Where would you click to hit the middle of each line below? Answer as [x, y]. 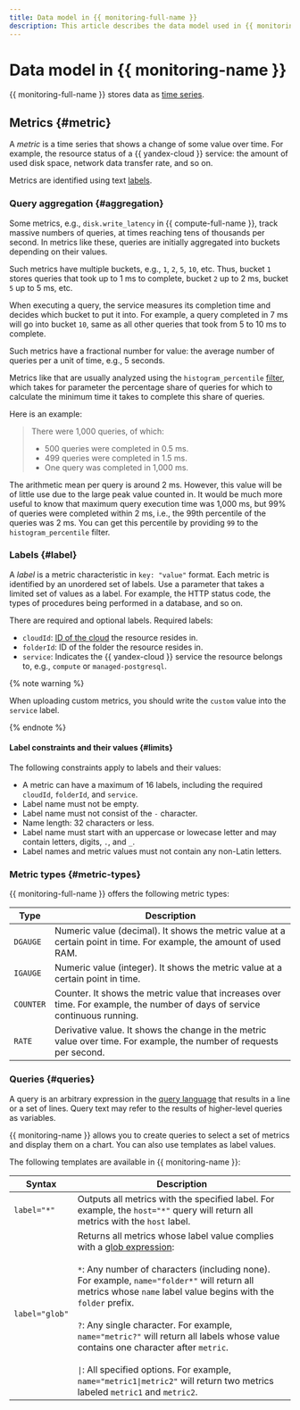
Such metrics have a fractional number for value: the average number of [142, 351]
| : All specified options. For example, [154, 1369]
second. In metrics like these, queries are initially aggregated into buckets [145, 242]
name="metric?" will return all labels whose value [179, 1336]
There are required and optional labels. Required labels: [111, 620]
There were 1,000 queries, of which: [98, 431]
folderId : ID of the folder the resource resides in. [112, 647]
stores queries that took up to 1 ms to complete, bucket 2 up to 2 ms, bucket [149, 278]
